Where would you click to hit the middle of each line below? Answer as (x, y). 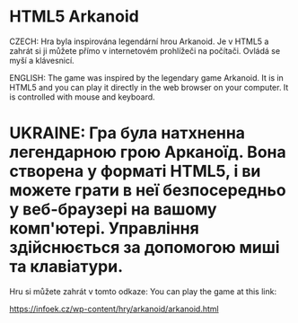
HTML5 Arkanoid (74, 17)
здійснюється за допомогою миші (145, 248)
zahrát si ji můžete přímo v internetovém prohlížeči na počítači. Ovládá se (145, 50)
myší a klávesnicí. (42, 60)
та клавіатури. (66, 267)
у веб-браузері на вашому (113, 210)
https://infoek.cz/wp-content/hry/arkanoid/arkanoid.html (114, 309)
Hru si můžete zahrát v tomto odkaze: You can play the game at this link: (143, 291)
